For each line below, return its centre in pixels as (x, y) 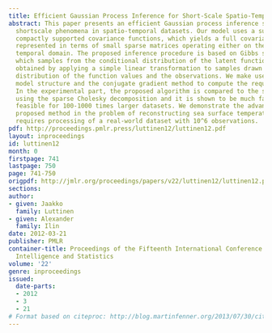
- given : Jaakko (36, 204)
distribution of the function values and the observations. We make (134, 76)
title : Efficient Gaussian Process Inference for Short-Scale (115, 16)
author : (21, 196)
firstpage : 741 (34, 158)
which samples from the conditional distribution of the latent (126, 61)
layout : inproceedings (47, 136)
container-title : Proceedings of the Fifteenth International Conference (136, 249)
